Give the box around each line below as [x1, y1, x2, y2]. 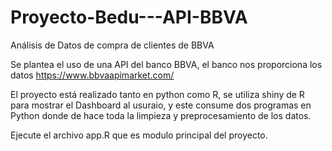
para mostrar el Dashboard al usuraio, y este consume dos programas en [10, 99, 312, 111]
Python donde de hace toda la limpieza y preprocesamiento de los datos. [10, 109, 312, 121]
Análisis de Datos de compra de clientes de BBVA [10, 39, 215, 51]
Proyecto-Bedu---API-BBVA [10, 6, 248, 29]
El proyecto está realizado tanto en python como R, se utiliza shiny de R [10, 88, 305, 100]
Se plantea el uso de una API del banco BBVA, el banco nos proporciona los [10, 58, 323, 70]
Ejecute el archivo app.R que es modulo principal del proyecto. [10, 129, 268, 141]
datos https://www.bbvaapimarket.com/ [10, 69, 175, 81]
